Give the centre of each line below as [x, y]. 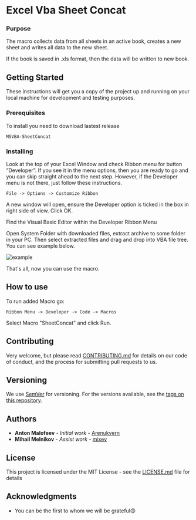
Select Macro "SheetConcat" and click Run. [59, 323]
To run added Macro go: [35, 301]
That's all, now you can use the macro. [53, 268]
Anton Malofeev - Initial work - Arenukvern [67, 433]
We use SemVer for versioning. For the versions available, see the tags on [95, 394]
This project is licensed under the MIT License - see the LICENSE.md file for [98, 472]
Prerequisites [26, 113]
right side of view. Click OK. [40, 210]
